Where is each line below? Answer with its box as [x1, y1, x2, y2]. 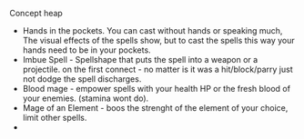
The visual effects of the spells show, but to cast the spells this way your [22, 35, 296, 45]
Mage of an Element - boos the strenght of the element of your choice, [22, 103, 289, 113]
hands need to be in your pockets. [22, 45, 152, 55]
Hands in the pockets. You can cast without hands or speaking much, [22, 25, 283, 35]
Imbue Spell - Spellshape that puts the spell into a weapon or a [22, 55, 258, 65]
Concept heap [9, 8, 64, 18]
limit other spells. [22, 113, 87, 123]
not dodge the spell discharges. [22, 74, 142, 84]
